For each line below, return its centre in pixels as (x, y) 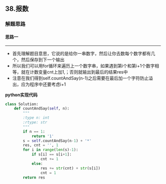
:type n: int (36, 118)
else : (37, 164)
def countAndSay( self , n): (42, 109)
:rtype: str (35, 122)
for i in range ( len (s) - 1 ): (51, 150)
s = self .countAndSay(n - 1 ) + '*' (57, 141)
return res (34, 177)
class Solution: (22, 104)
